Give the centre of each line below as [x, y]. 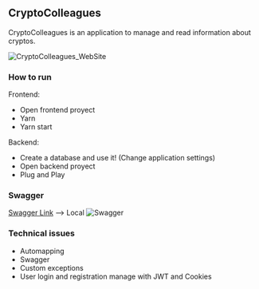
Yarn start [36, 127]
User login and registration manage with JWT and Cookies [116, 276]
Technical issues [42, 233]
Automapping [42, 251]
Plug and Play [42, 175]
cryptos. [22, 41]
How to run [30, 77]
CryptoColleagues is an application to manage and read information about [129, 32]
